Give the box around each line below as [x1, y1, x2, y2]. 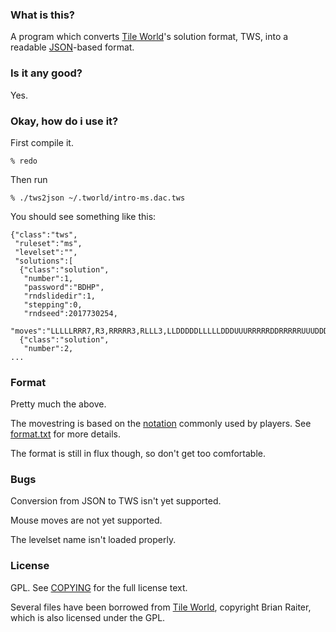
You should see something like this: [10, 210, 157, 222]
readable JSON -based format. [10, 41, 135, 53]
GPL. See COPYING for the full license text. [10, 581, 188, 593]
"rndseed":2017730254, [23, 308, 118, 318]
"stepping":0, [23, 299, 83, 310]
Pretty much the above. [10, 398, 107, 410]
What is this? [10, 8, 75, 22]
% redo [10, 156, 38, 166]
